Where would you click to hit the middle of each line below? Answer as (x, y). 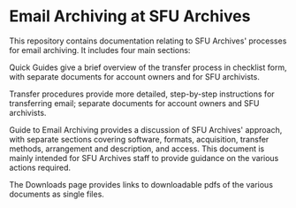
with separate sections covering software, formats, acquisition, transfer (139, 139)
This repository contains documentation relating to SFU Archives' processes (148, 41)
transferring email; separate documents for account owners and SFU (134, 103)
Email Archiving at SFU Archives (130, 16)
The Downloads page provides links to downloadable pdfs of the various (141, 184)
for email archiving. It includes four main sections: (100, 50)
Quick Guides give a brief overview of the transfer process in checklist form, (148, 67)
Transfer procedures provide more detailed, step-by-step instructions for (142, 94)
